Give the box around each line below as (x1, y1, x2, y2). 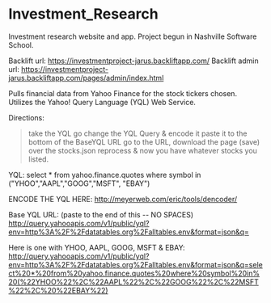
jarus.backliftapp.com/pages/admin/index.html (8, 73, 164, 82)
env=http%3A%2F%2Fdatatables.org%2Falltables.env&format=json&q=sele (8, 259, 263, 269)
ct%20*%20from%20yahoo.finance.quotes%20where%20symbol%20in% (8, 268, 260, 278)
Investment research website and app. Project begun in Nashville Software (8, 32, 257, 41)
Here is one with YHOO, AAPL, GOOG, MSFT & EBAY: (8, 242, 185, 252)
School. (8, 40, 34, 49)
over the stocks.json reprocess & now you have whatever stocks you (28, 145, 257, 155)
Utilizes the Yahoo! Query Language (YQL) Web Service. (8, 97, 197, 107)
